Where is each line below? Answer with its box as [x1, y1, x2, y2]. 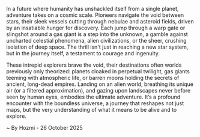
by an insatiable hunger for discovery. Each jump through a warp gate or [6, 24, 186, 31]
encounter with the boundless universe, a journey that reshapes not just [6, 100, 184, 107]
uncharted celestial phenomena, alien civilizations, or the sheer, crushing [6, 37, 187, 44]
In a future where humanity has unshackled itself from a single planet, [6, 5, 179, 12]
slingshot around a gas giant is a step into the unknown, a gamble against [6, 31, 188, 38]
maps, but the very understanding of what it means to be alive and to [6, 106, 177, 113]
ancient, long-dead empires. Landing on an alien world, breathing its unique [6, 81, 194, 88]
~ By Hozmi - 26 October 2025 [6, 124, 83, 131]
